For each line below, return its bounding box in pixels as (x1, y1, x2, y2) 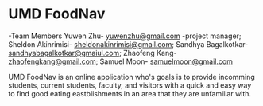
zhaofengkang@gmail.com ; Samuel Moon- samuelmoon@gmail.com (8, 57, 233, 66)
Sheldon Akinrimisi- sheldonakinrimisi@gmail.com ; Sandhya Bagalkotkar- (8, 39, 249, 49)
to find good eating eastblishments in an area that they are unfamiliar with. (8, 88, 252, 98)
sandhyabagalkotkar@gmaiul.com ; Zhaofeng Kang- (8, 48, 177, 57)
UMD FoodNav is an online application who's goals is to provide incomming (8, 72, 256, 81)
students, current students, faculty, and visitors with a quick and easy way (8, 80, 252, 90)
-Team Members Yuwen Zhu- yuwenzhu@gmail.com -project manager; (8, 31, 242, 41)
